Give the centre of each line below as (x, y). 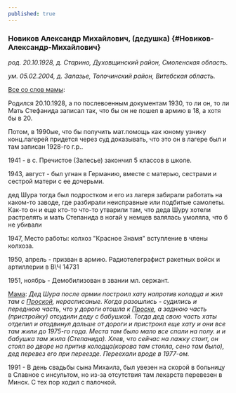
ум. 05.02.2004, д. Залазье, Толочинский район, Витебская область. (112, 76)
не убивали (25, 225)
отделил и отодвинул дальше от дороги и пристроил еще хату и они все (117, 324)
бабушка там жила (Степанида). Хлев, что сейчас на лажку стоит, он (113, 338)
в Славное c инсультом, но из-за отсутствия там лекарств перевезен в (115, 374)
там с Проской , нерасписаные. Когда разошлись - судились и (103, 301)
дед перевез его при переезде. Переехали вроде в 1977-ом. (99, 353)
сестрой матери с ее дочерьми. (56, 181)
